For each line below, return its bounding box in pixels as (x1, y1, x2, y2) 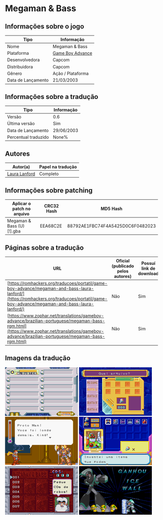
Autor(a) (12, 163, 30, 170)
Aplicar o (12, 200, 31, 206)
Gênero (7, 70, 22, 76)
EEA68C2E (40, 223, 62, 228)
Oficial (116, 258, 130, 263)
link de (141, 265, 156, 272)
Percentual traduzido (7, 134, 49, 140)
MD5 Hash (100, 206, 123, 211)
